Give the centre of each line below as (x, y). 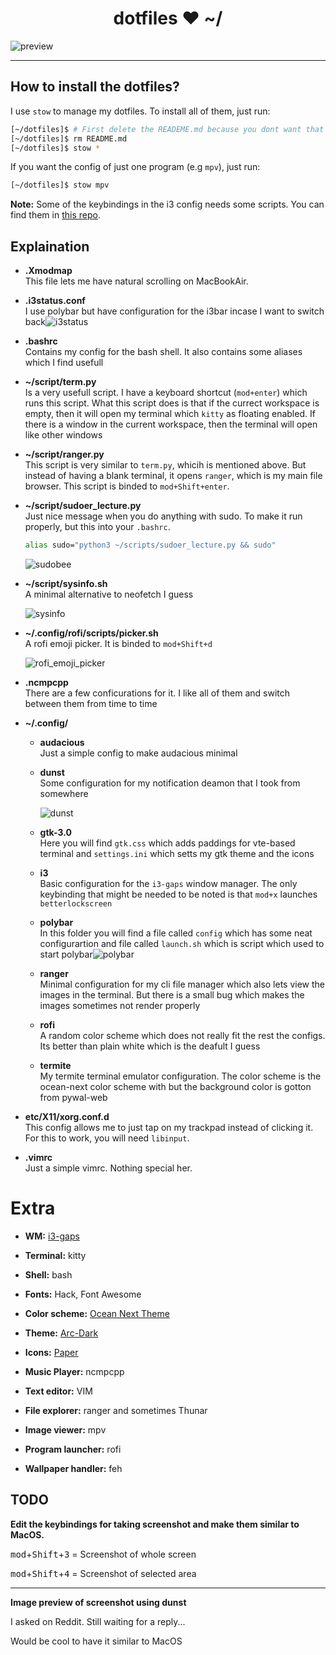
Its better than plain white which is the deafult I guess (150, 1046)
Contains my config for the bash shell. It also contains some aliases (163, 352)
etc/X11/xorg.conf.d (67, 1116)
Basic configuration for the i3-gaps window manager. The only (168, 883)
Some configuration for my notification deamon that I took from (170, 783)
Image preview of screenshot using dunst (98, 1602)
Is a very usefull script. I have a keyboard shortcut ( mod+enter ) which (166, 393)
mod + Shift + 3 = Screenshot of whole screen (103, 1554)
